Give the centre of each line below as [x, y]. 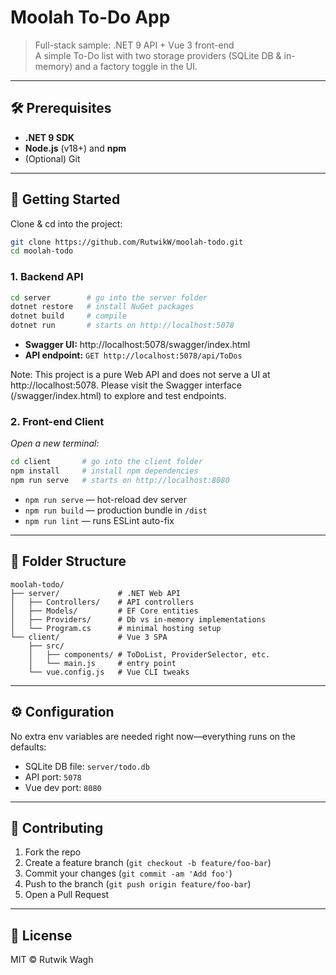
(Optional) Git [52, 158]
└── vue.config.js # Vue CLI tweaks [109, 672]
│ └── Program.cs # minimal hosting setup [116, 628]
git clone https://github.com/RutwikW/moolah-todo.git [127, 242]
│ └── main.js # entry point [102, 663]
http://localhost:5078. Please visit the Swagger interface [126, 385]
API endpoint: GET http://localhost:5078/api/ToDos [133, 355]
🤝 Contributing [57, 828]
